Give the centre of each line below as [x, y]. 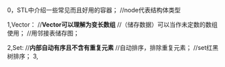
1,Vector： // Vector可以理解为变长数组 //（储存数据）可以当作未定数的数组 [113, 25]
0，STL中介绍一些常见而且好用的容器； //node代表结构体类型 [94, 10]
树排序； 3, [23, 56]
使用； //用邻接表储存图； [44, 33]
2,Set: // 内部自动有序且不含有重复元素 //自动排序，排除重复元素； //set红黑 [113, 48]
